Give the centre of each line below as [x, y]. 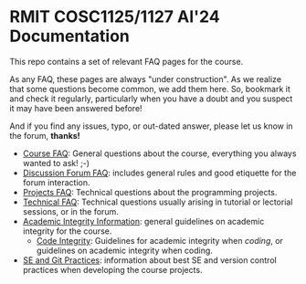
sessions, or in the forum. [70, 211]
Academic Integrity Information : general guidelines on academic [143, 221]
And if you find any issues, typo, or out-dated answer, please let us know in [152, 126]
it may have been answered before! [76, 108]
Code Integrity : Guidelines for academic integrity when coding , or [159, 240]
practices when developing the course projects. [112, 269]
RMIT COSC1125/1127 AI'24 [115, 17]
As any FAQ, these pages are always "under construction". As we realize [145, 79]
